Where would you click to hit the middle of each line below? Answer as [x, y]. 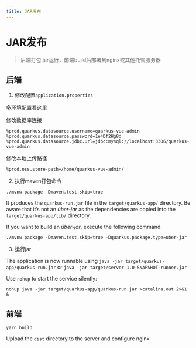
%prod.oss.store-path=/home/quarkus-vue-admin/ [65, 170]
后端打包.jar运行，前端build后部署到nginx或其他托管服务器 [90, 60]
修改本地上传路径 [27, 158]
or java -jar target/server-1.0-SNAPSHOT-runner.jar [122, 267]
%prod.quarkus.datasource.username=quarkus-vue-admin [73, 131]
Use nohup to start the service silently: [52, 279]
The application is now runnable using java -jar [64, 261]
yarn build [19, 328]
